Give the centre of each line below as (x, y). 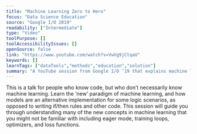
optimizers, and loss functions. (43, 125)
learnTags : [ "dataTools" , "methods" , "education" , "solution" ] (81, 66)
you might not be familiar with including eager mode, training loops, (88, 119)
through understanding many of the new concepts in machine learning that (96, 112)
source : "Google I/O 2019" (39, 22)
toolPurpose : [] (26, 38)
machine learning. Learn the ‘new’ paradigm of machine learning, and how (96, 94)
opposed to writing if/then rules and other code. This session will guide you (97, 106)
